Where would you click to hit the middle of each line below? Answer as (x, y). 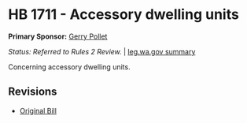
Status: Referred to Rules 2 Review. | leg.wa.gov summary (102, 51)
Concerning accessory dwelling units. (70, 67)
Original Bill (38, 110)
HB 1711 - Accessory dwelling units (124, 15)
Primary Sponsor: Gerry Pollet (58, 36)
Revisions (33, 92)
